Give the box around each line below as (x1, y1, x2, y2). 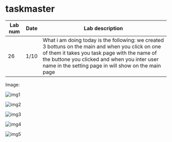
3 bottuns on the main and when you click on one (42, 43, 161, 50)
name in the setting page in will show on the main (42, 62, 161, 69)
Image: (5, 81, 20, 87)
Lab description (83, 25, 123, 32)
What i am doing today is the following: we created (42, 36, 164, 43)
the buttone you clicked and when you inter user (42, 56, 159, 63)
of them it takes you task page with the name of (42, 49, 157, 56)
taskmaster (5, 3, 55, 15)
